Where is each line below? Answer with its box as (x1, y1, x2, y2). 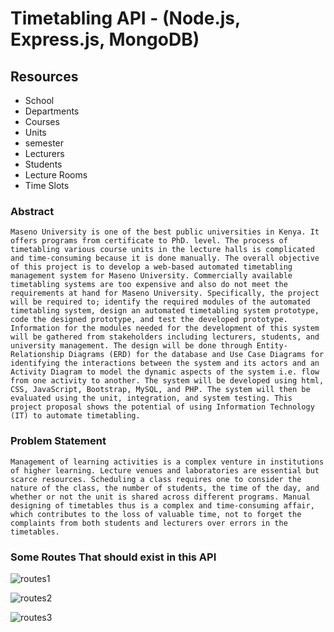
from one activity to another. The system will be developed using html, (10, 376, 325, 386)
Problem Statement (10, 434, 107, 448)
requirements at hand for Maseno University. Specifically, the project (10, 288, 320, 299)
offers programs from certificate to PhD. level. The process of (10, 236, 288, 246)
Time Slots (24, 180, 70, 191)
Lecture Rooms (24, 169, 88, 181)
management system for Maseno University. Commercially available (10, 271, 293, 281)
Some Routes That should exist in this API (10, 550, 217, 564)
